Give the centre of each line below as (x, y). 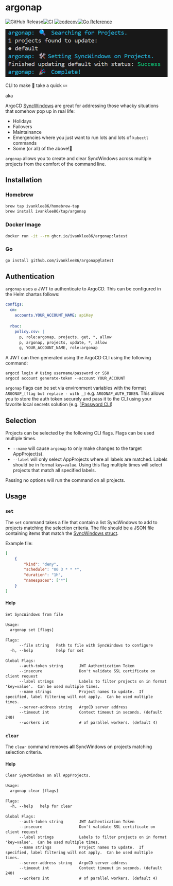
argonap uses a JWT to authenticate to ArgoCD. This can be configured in (83, 289)
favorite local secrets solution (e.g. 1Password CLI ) (59, 404)
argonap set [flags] (32, 630)
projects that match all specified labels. (54, 471)
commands (25, 143)
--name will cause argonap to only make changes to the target (77, 448)
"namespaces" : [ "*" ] (46, 581)
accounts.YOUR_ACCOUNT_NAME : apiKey (54, 316)
